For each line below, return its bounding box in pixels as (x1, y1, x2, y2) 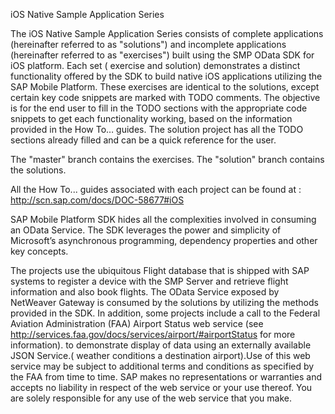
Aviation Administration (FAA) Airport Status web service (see (10, 318, 264, 329)
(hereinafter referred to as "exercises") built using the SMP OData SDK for (10, 49, 315, 61)
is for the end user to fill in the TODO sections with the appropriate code (10, 102, 308, 114)
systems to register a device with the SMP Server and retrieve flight (10, 275, 289, 287)
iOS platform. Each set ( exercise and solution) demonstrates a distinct (10, 60, 301, 71)
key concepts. (10, 245, 69, 257)
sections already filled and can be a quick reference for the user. (10, 134, 277, 146)
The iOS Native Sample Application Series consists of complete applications (10, 28, 324, 39)
